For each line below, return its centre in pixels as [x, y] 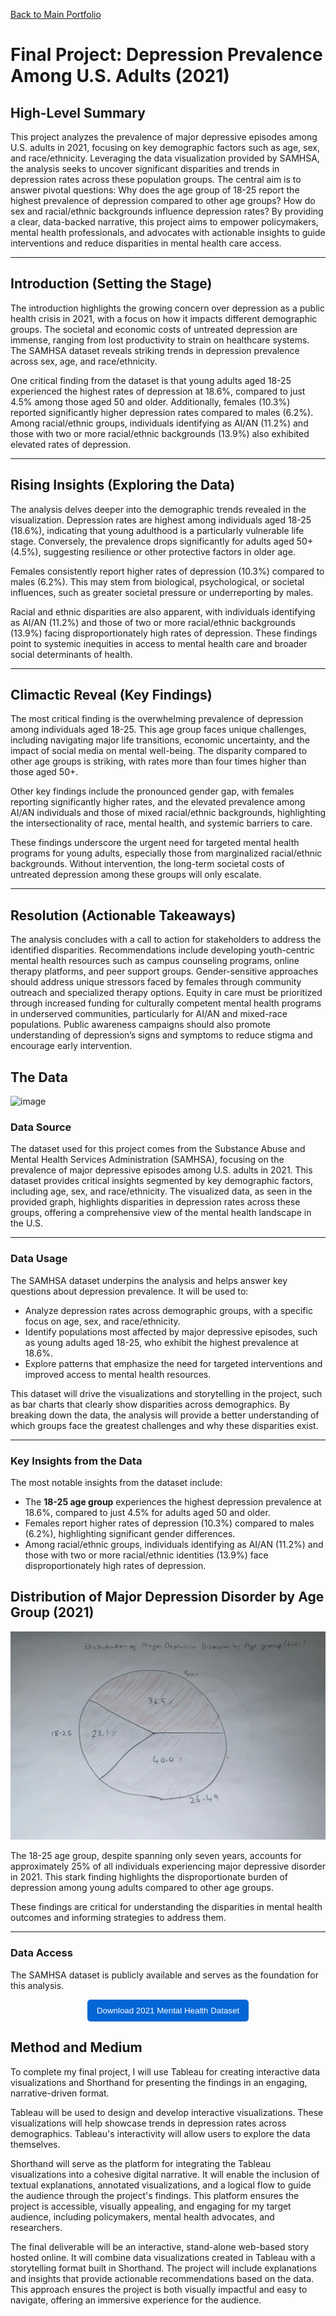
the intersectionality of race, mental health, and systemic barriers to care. [161, 823]
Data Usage [39, 1259]
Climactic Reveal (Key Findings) [111, 695]
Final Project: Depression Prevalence [166, 55]
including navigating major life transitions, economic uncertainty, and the [160, 740]
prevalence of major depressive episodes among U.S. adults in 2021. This [161, 1170]
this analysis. [37, 1985]
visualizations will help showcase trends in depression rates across [148, 2123]
